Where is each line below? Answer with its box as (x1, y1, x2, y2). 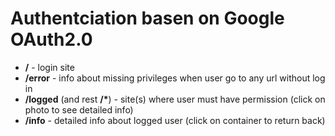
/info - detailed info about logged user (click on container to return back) (24, 114, 326, 126)
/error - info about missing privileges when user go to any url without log (24, 72, 326, 84)
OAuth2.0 (10, 28, 93, 51)
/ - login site (24, 61, 75, 73)
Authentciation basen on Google (10, 7, 285, 30)
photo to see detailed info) (24, 103, 134, 116)
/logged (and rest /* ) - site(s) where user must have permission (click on (24, 93, 326, 105)
